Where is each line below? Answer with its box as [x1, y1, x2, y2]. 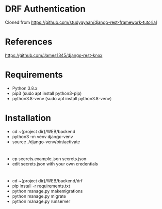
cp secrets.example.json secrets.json [12, 156, 87, 162]
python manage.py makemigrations [12, 188, 83, 194]
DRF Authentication [5, 3, 86, 15]
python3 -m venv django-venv [12, 134, 73, 139]
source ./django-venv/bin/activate [12, 139, 80, 145]
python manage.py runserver [12, 198, 70, 204]
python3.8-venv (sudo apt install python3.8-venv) [12, 95, 112, 101]
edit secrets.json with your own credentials [12, 161, 98, 166]
